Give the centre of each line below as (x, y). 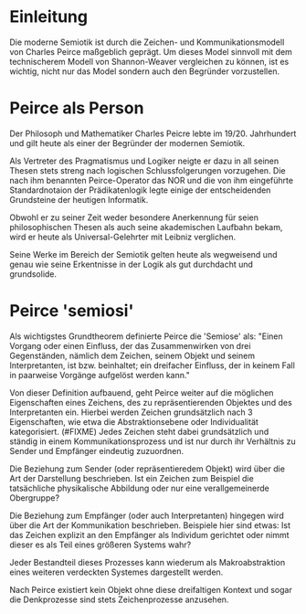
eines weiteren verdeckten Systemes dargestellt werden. (116, 572)
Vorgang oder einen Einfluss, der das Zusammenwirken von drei (130, 345)
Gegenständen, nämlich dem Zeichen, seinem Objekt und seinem (132, 355)
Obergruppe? (35, 498)
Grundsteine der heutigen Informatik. (79, 199)
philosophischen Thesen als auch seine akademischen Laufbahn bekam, (146, 227)
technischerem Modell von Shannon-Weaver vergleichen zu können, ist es (149, 61)
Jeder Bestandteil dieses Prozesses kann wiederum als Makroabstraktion (148, 562)
